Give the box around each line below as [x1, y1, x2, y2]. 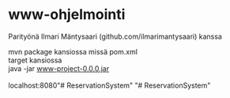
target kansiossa [8, 55, 62, 65]
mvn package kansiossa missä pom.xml [8, 47, 138, 56]
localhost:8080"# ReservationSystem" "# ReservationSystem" [8, 81, 211, 90]
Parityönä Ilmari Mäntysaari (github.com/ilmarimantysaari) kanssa [8, 32, 223, 41]
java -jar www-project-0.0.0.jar [8, 63, 109, 73]
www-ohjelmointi [8, 6, 126, 24]
